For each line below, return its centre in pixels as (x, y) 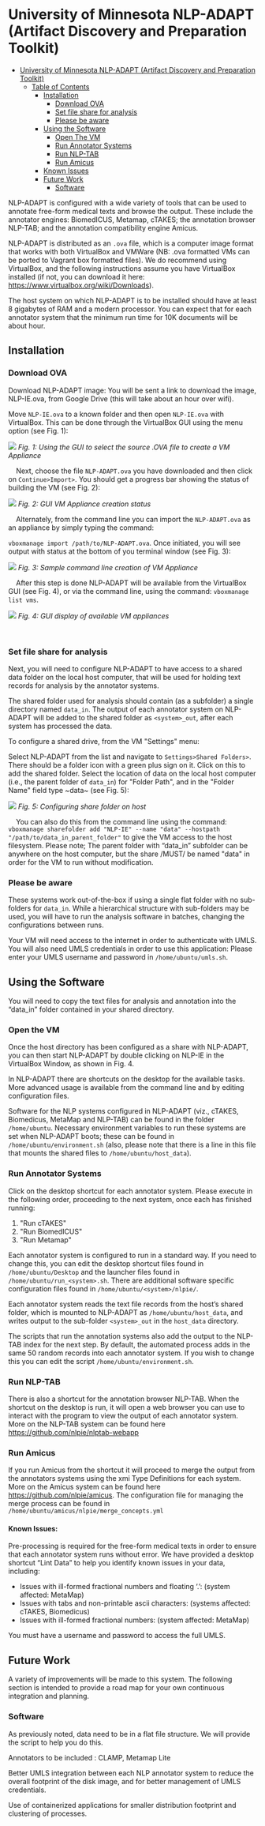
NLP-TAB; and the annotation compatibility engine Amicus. (103, 227)
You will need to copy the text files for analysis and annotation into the (122, 1001)
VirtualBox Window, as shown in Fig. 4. (71, 1064)
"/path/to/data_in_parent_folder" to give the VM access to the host (120, 837)
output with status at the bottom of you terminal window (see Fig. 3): (119, 551)
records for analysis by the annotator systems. (84, 686)
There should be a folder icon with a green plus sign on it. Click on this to (127, 765)
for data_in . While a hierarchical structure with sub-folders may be (141, 908)
